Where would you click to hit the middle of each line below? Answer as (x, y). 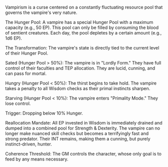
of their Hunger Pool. (27, 53)
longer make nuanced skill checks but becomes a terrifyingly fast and (77, 133)
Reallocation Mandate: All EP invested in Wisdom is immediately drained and (84, 123)
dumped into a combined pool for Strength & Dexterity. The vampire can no (83, 128)
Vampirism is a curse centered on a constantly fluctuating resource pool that (84, 7)
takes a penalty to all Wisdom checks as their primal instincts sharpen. (78, 88)
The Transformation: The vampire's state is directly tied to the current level (82, 48)
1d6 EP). (14, 38)
